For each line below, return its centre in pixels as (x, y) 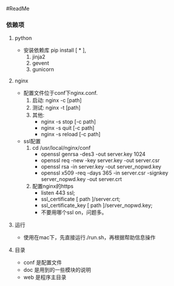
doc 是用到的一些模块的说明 (57, 270)
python (23, 38)
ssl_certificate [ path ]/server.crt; (81, 199)
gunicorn (43, 70)
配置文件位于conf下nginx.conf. (61, 93)
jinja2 (39, 57)
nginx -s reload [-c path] (71, 134)
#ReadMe (18, 9)
